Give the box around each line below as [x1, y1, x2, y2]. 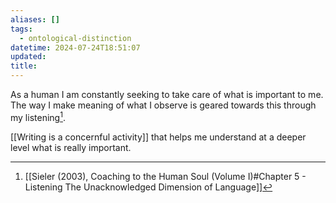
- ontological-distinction [19, 33, 132, 43]
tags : [10, 24, 33, 34]
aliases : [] [10, 14, 60, 25]
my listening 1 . [10, 110, 66, 123]
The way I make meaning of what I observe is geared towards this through [10, 99, 317, 111]
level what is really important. [10, 141, 132, 153]
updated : [10, 52, 47, 62]
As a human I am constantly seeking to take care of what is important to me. [10, 89, 324, 100]
